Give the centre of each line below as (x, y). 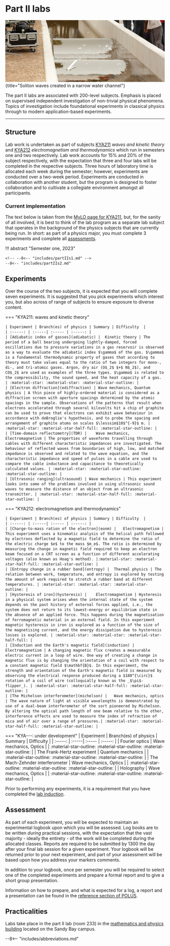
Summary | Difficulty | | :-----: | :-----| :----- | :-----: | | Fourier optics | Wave (85, 741)
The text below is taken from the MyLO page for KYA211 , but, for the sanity (83, 217)
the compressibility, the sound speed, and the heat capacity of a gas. (83, 377)
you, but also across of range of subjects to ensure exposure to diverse (80, 301)
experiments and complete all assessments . (51, 238)
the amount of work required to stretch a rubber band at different (79, 579)
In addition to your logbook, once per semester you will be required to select (85, 869)
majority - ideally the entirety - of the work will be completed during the (80, 838)
